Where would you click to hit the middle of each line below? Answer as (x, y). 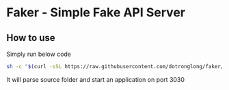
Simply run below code (39, 54)
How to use (31, 38)
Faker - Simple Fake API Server (96, 13)
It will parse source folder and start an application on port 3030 (96, 79)
